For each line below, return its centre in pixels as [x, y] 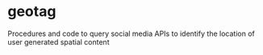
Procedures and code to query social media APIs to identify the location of [131, 33]
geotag [32, 12]
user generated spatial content [58, 41]
